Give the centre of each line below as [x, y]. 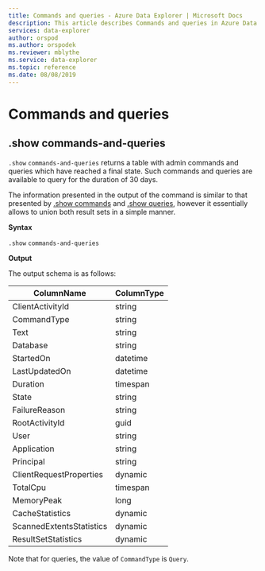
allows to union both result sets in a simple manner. [92, 212]
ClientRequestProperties [58, 474]
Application [33, 449]
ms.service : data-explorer [53, 60]
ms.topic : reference [42, 68]
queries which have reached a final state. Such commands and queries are [131, 171]
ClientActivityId [41, 306]
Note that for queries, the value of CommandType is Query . [98, 558]
